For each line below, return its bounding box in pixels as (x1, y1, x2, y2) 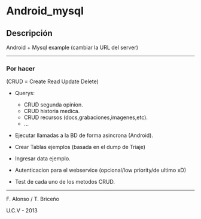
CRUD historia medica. (23, 108, 80, 115)
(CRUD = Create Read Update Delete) (6, 78, 99, 85)
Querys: (14, 90, 35, 97)
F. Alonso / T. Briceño (6, 196, 60, 203)
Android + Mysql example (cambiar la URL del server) (6, 44, 139, 51)
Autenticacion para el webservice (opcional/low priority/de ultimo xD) (14, 166, 187, 174)
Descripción (6, 28, 53, 38)
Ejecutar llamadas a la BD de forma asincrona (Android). (14, 132, 154, 139)
